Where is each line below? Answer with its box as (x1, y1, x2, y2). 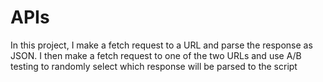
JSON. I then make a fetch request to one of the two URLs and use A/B (10, 49, 302, 61)
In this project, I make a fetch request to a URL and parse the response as (10, 39, 313, 51)
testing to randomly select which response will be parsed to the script (10, 60, 298, 72)
